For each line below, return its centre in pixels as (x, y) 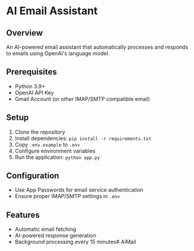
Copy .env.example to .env (47, 144)
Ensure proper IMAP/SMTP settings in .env (67, 196)
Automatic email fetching (45, 229)
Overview (25, 33)
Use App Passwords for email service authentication (79, 190)
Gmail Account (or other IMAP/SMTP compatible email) (82, 99)
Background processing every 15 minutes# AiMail (75, 242)
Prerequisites (32, 72)
